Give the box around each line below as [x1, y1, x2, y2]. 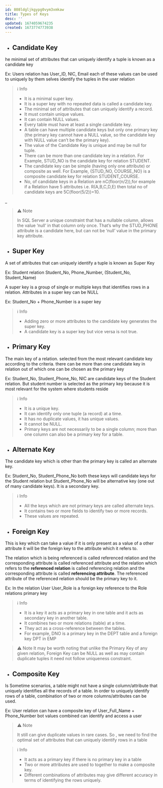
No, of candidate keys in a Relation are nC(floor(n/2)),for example [24, 179, 156, 184]
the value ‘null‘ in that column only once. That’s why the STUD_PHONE [17, 222, 158, 228]
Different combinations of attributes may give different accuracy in [24, 772, 158, 778]
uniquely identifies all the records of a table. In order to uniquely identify [5, 688, 150, 693]
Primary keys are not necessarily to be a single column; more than [24, 426, 157, 432]
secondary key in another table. [24, 615, 88, 621]
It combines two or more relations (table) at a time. [24, 620, 126, 626]
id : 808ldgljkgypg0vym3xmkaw [5, 7, 64, 12]
